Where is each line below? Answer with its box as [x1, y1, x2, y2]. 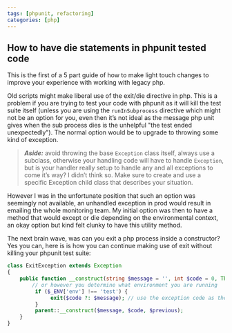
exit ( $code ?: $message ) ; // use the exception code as [50, 294, 215, 301]
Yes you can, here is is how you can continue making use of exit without [7, 242, 213, 250]
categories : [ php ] [7, 17, 60, 23]
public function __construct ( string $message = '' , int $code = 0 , [19, 275, 218, 283]
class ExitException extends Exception [7, 263, 122, 270]
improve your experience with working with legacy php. [7, 79, 166, 87]
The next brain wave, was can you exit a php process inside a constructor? [7, 234, 220, 243]
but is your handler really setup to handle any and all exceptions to [23, 163, 213, 172]
